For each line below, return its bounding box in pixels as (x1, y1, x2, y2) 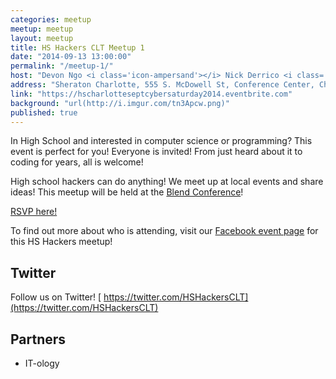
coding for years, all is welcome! (10, 156, 144, 168)
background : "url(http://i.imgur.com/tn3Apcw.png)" (10, 98, 230, 108)
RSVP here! (10, 206, 58, 218)
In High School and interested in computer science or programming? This (10, 135, 313, 147)
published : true (10, 107, 78, 118)
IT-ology (24, 357, 60, 369)
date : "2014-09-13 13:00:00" (10, 52, 132, 62)
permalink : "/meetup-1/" (10, 61, 114, 71)
